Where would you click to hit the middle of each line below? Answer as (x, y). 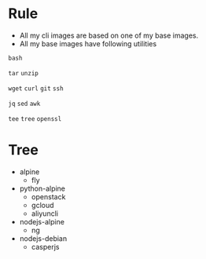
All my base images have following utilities (88, 43)
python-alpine (42, 188)
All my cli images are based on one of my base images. (109, 35)
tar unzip (24, 73)
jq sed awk (24, 104)
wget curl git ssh (36, 88)
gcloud (42, 205)
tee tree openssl (35, 119)
